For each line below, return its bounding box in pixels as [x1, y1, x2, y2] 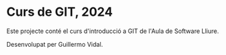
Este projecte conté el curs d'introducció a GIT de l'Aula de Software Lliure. [6, 27, 219, 35]
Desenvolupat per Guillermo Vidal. [6, 40, 104, 48]
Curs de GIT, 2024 [6, 4, 113, 20]
